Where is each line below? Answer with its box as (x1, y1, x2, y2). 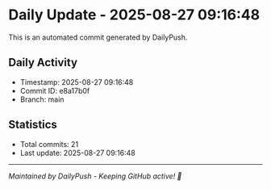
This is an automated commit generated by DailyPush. (8, 32, 188, 42)
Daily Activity (8, 56, 78, 69)
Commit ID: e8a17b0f (19, 86, 90, 95)
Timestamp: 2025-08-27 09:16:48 (19, 77, 134, 86)
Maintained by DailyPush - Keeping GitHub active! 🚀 (8, 171, 182, 181)
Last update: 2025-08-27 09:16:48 (19, 148, 135, 157)
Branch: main (19, 94, 65, 104)
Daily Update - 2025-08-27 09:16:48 (8, 6, 261, 24)
